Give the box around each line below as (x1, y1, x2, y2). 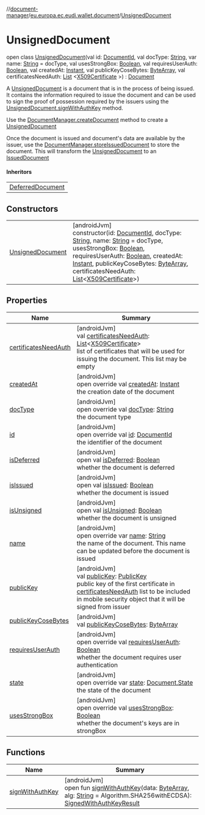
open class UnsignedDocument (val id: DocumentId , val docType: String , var (6, 53, 197, 61)
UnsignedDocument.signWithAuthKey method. (6, 104, 123, 111)
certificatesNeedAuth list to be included (76, 587, 191, 596)
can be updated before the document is (76, 546, 190, 555)
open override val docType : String (76, 405, 174, 413)
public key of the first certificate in (76, 579, 175, 588)
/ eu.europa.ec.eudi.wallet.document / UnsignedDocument (28, 12, 172, 19)
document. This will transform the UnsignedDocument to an (6, 147, 157, 155)
